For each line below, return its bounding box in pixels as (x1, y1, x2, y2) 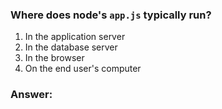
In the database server (24, 41, 118, 53)
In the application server (24, 31, 126, 43)
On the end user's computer (24, 63, 142, 75)
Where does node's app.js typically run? (10, 8, 212, 22)
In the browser (24, 52, 85, 64)
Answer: (10, 88, 53, 102)
